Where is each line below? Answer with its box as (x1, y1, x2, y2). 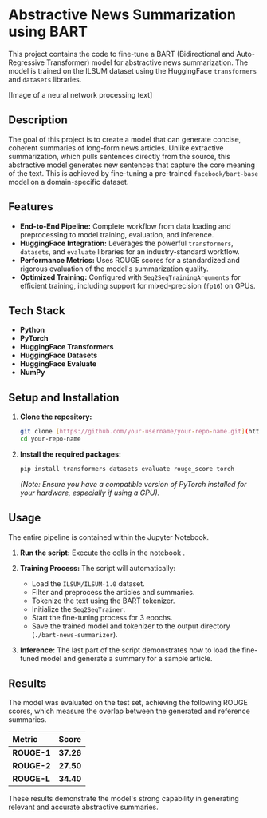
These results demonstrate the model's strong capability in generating (8, 794, 239, 804)
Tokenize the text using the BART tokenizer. (31, 596, 175, 605)
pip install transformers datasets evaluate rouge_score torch (19, 465, 235, 473)
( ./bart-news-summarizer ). (31, 629, 118, 639)
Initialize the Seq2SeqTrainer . (31, 604, 126, 613)
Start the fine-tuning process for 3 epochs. (31, 613, 173, 622)
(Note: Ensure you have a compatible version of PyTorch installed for (19, 479, 247, 489)
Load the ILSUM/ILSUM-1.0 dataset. (31, 578, 145, 589)
